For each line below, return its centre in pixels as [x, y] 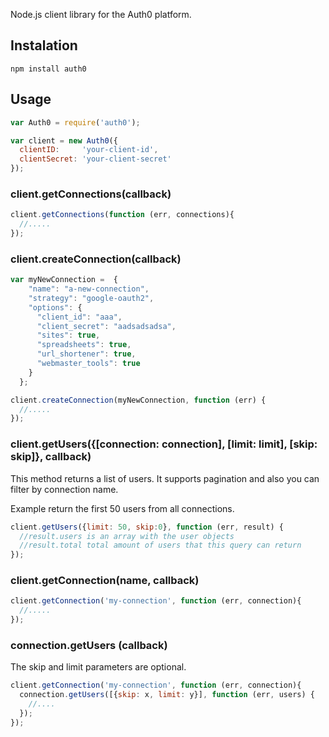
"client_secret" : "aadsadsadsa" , [106, 326]
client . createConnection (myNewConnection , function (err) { [138, 400]
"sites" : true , [68, 335]
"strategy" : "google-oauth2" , [91, 298]
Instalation [44, 45]
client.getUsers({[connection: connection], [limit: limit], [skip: [164, 444]
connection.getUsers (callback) [89, 645]
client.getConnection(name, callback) [105, 581]
